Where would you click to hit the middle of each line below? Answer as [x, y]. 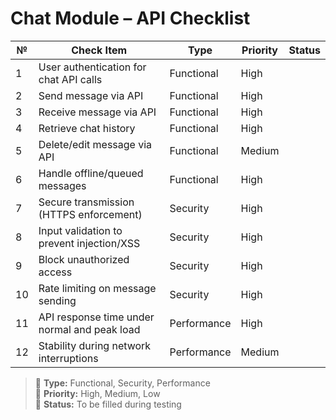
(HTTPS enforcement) [90, 214]
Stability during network [95, 345]
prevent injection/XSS [89, 243]
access [55, 272]
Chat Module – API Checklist [130, 18]
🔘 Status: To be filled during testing [108, 404]
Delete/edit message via [95, 144]
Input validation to [80, 230]
